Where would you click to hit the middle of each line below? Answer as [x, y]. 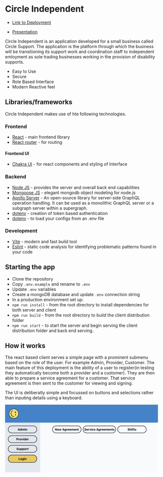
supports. [15, 62]
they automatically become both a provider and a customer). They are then [80, 373]
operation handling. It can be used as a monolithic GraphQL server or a [83, 203]
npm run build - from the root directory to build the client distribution [81, 315]
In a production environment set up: [48, 300]
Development [21, 231]
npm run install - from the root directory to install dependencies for [81, 304]
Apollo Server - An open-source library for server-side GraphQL [76, 197]
